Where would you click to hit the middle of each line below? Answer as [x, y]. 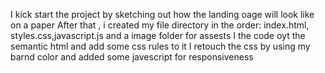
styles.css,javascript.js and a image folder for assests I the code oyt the [158, 35]
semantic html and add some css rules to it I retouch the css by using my [160, 46]
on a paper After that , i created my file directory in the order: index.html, [160, 25]
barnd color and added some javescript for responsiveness [132, 57]
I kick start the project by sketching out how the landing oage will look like [162, 14]
